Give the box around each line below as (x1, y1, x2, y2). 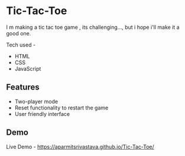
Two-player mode (14, 98, 58, 105)
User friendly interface (14, 110, 70, 117)
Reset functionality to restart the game (14, 104, 109, 111)
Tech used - (6, 41, 36, 48)
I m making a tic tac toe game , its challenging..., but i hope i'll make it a (6, 24, 180, 31)
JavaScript (14, 65, 41, 72)
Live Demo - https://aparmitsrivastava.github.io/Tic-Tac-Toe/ (6, 143, 155, 150)
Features (6, 82, 40, 92)
